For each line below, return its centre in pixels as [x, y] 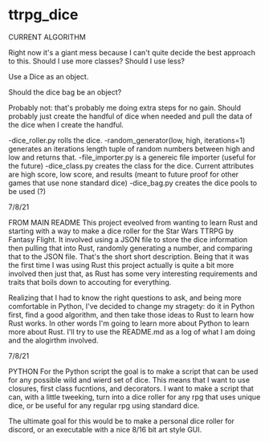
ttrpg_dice [43, 15]
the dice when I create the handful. [66, 124]
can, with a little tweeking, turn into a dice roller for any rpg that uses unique [134, 397]
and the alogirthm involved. [53, 340]
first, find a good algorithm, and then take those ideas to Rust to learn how [131, 314]
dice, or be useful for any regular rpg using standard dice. [104, 405]
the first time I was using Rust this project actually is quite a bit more [121, 265]
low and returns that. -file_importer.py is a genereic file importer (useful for [132, 157]
